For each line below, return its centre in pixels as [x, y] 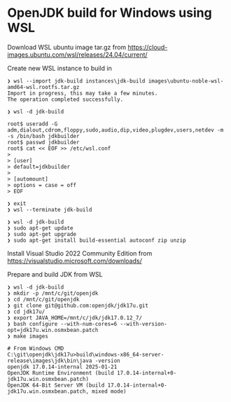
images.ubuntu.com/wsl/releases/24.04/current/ [78, 55]
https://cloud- [148, 47]
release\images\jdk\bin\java [50, 361]
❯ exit [17, 203]
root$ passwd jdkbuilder [43, 142]
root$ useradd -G [33, 124]
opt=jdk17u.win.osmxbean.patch [53, 330]
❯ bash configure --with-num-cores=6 [62, 324]
